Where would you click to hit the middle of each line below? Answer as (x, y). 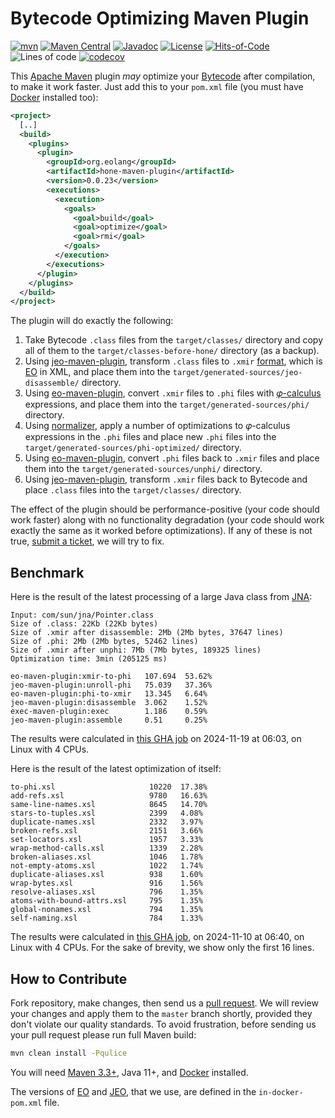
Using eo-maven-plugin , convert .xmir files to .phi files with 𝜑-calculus (173, 393)
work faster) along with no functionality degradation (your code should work (167, 520)
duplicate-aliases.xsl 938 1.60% (106, 875)
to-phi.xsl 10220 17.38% (109, 787)
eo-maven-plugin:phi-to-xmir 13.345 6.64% (109, 694)
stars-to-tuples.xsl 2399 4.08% (106, 813)
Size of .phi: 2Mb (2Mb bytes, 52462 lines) (104, 642)
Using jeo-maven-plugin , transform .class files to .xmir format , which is (173, 361)
